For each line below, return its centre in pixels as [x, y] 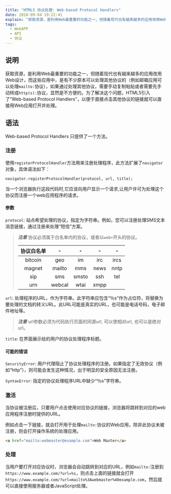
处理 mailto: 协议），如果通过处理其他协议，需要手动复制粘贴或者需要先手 [85, 86]
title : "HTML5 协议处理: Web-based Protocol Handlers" [63, 10]
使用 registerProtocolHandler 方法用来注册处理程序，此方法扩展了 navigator [84, 162]
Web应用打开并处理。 [37, 105]
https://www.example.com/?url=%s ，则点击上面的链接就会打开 [69, 473]
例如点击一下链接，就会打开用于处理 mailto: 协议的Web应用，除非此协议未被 [85, 424]
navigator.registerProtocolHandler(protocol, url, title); [69, 179]
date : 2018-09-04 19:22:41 [34, 15]
